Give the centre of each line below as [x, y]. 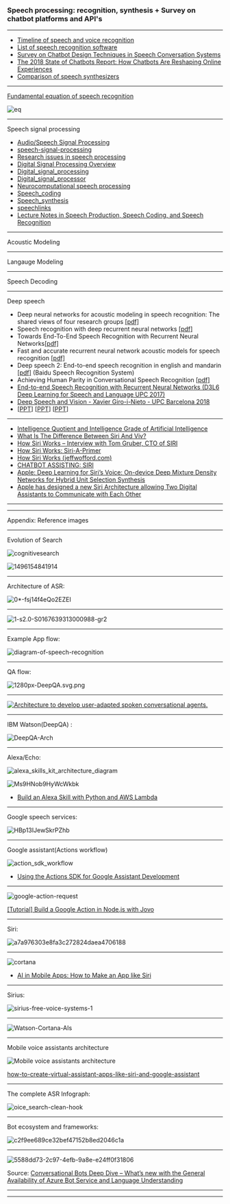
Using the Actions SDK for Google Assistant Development [98, 877]
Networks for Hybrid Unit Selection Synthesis [81, 480]
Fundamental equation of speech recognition [71, 96]
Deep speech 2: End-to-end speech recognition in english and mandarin [119, 366]
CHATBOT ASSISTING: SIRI [55, 465]
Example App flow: [34, 639]
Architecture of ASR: [36, 586]
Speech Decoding [33, 281]
